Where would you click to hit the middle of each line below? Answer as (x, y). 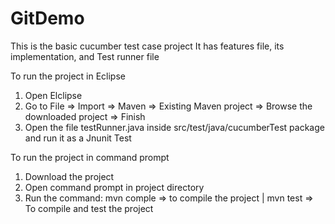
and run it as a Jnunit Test (78, 138)
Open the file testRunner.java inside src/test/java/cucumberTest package (174, 127)
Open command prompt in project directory (114, 187)
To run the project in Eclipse (68, 76)
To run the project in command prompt (90, 157)
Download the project (69, 176)
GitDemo (47, 18)
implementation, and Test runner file (85, 56)
